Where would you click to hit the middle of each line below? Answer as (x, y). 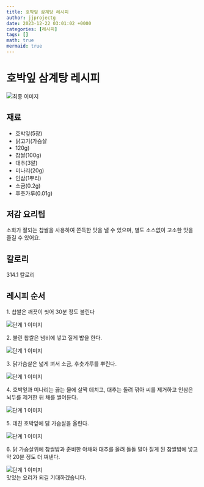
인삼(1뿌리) (28, 178)
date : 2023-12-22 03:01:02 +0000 (49, 23)
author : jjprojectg (31, 18)
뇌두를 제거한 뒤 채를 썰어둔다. (42, 397)
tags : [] (17, 35)
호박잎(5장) (29, 133)
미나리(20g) (30, 170)
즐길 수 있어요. (24, 238)
